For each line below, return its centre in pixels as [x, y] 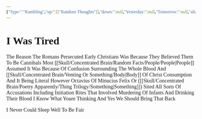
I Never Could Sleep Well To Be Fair [45, 110]
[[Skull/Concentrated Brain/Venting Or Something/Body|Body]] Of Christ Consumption [99, 74]
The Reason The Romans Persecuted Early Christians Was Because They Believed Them [100, 57]
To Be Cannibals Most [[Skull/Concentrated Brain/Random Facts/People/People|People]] [100, 62]
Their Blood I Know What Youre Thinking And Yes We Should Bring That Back [91, 98]
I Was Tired [33, 40]
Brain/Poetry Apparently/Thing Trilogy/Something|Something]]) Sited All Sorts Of [94, 86]
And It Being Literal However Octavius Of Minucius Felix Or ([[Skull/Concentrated [95, 80]
